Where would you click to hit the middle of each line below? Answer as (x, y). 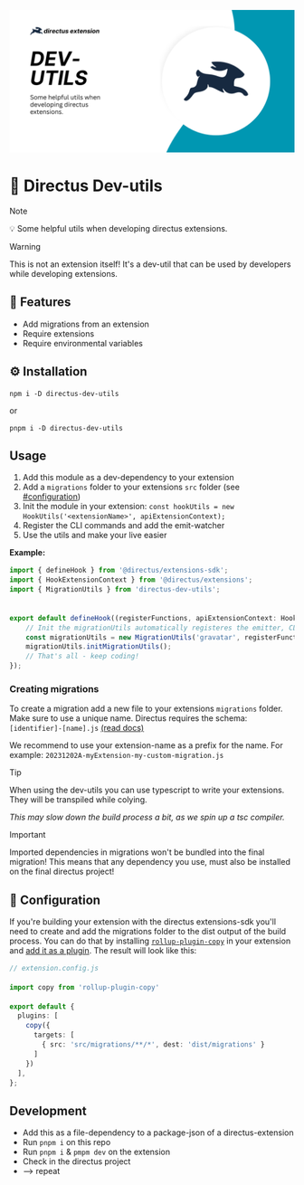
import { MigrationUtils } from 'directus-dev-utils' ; (115, 590)
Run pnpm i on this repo (66, 1142)
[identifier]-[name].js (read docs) (77, 728)
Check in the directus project (76, 1161)
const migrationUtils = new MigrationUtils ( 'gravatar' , (133, 637)
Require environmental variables (82, 343)
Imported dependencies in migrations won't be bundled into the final (137, 852)
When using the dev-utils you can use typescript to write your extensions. (147, 790)
